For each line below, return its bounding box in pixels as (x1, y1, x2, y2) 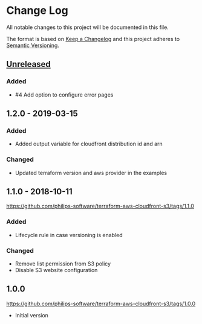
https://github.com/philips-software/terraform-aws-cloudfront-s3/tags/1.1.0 (6, 203, 195, 210)
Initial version (15, 311, 48, 319)
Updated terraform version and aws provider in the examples (15, 169, 168, 176)
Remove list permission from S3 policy (15, 260, 111, 267)
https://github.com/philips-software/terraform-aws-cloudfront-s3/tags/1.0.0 (6, 300, 196, 307)
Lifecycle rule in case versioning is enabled (15, 231, 123, 238)
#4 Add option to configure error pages (15, 91, 114, 98)
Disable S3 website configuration (15, 267, 98, 274)
